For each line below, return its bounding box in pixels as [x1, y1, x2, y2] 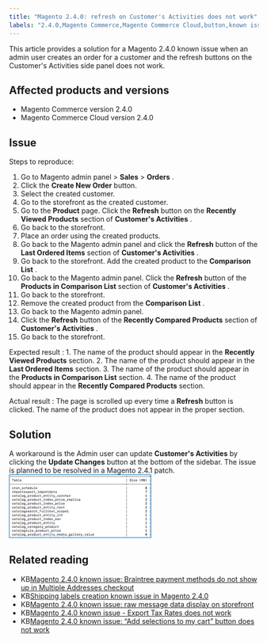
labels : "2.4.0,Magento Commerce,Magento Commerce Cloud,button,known [9, 21, 247, 29]
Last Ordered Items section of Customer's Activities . [20, 248, 199, 257]
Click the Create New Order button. [20, 180, 137, 190]
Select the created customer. [20, 189, 116, 199]
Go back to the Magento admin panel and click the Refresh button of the [20, 240, 258, 249]
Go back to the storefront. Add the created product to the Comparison [20, 256, 251, 266]
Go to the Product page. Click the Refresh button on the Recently [20, 206, 237, 215]
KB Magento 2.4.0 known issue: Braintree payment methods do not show [20, 574, 257, 583]
